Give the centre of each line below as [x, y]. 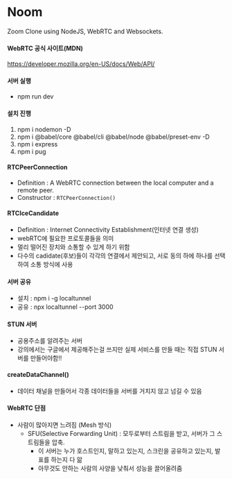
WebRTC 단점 [27, 408]
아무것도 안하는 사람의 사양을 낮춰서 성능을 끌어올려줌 [110, 468]
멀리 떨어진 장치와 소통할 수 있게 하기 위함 [73, 246]
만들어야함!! [46, 358]
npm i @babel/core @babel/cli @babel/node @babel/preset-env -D [113, 137]
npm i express [37, 144]
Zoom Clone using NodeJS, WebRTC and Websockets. [85, 31]
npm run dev [35, 96]
